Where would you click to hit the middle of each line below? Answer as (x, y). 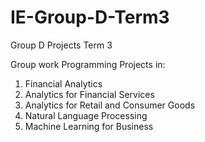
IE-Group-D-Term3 (90, 17)
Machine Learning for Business (89, 126)
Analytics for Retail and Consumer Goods (110, 105)
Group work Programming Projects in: (88, 64)
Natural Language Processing (86, 115)
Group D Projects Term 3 (61, 45)
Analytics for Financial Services (89, 94)
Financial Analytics (63, 83)
